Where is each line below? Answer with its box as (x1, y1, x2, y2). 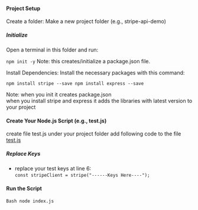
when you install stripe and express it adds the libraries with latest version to (6, 98, 193, 105)
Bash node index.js (6, 198, 54, 204)
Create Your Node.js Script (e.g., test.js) (6, 117, 107, 124)
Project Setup (6, 5, 41, 12)
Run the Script (6, 185, 43, 192)
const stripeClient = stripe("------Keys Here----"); (14, 172, 150, 179)
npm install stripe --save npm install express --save (6, 80, 144, 87)
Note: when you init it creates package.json (6, 91, 112, 98)
